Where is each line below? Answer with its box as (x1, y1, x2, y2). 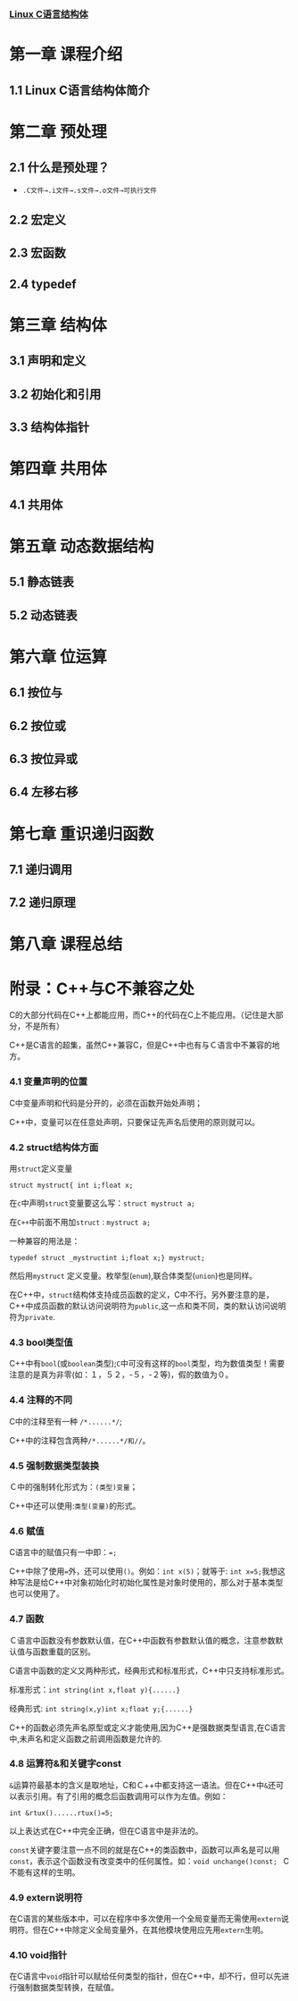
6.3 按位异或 (9, 751, 79, 766)
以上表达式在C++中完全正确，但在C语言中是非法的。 (9, 1825, 203, 1836)
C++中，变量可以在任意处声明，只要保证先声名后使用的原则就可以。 (9, 1116, 261, 1127)
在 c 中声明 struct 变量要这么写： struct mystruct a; (9, 1198, 195, 1208)
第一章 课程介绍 (9, 45, 123, 64)
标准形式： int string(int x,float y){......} (9, 1684, 181, 1694)
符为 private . (9, 1312, 56, 1323)
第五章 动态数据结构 (9, 536, 154, 556)
